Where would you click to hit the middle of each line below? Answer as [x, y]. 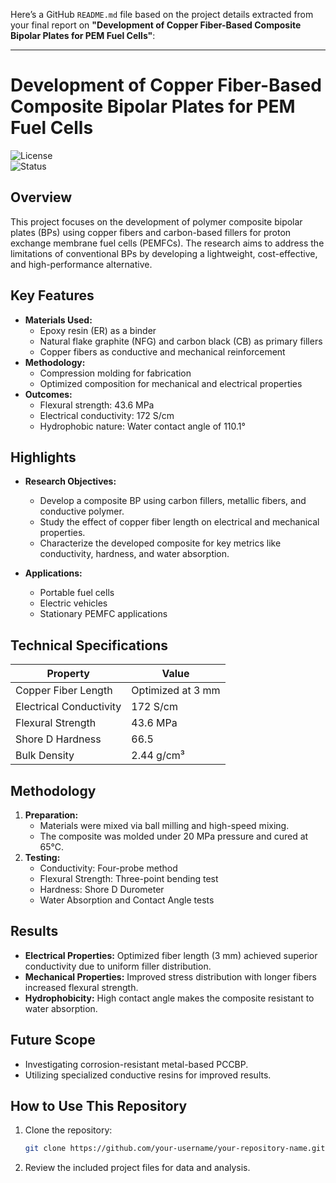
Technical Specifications [89, 645]
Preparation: [51, 815]
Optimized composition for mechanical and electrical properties [171, 383]
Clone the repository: [68, 1130]
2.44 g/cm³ [158, 756]
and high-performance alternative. [81, 264]
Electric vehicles [73, 603]
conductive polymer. [82, 511]
